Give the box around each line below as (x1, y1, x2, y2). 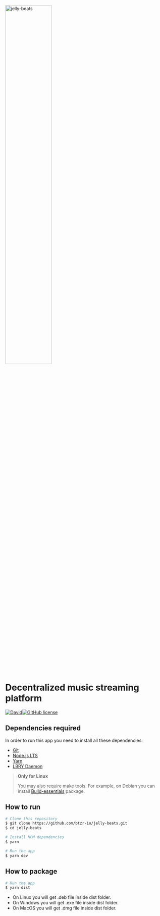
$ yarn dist (5, 885, 30, 890)
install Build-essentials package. (17, 788, 85, 794)
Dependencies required (5, 724, 81, 733)
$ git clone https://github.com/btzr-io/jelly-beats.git (5, 821, 128, 826)
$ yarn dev (5, 853, 28, 858)
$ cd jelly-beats (5, 826, 42, 831)
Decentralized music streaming (5, 682, 140, 693)
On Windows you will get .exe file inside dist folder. (12, 900, 119, 906)
